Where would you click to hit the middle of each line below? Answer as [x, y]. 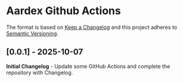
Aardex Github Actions [63, 11]
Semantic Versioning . [32, 33]
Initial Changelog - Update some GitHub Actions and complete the [88, 66]
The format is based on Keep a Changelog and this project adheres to [92, 27]
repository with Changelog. [40, 73]
